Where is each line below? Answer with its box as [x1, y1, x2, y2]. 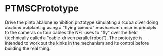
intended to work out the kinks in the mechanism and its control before [5, 40, 149, 46]
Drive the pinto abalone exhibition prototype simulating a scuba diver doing [5, 19, 158, 25]
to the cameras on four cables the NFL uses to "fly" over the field [5, 29, 138, 35]
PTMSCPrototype [5, 3, 79, 14]
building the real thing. [5, 45, 51, 51]
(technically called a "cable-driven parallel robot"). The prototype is [5, 35, 143, 41]
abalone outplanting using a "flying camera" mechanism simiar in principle [5, 24, 157, 30]
